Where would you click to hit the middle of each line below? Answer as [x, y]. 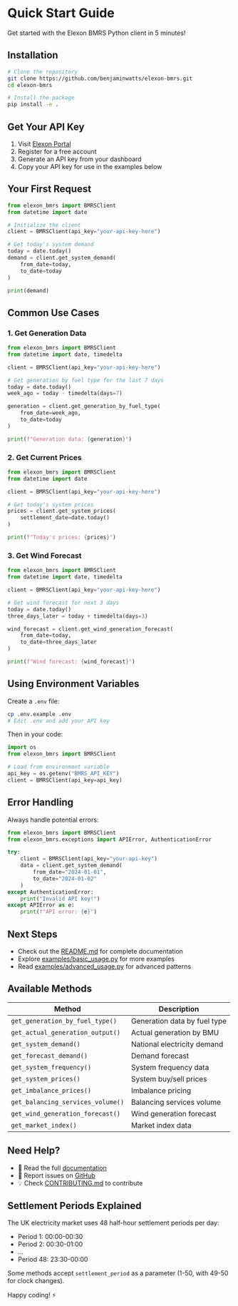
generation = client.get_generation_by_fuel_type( [84, 407]
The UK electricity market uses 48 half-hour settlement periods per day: [113, 1223]
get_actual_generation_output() [66, 1032]
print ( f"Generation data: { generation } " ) [70, 439]
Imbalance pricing [161, 1091]
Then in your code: [35, 734]
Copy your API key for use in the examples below [90, 166]
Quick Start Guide [61, 13]
